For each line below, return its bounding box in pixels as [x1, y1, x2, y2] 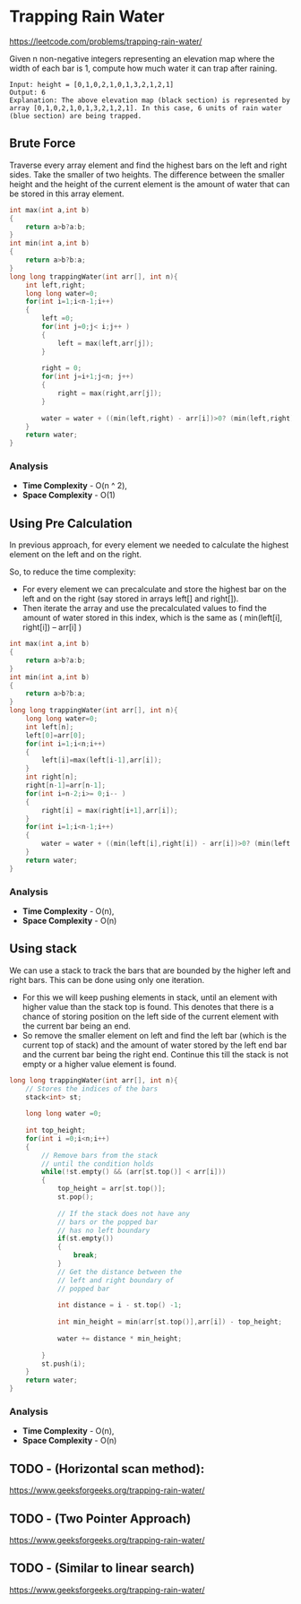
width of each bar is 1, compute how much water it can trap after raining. [9, 63, 278, 73]
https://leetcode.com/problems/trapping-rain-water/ [9, 36, 202, 47]
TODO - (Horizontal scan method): [9, 1461, 205, 1476]
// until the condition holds [41, 1159, 154, 1169]
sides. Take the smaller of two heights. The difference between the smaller [9, 168, 285, 180]
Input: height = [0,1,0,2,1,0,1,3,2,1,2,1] [9, 80, 175, 89]
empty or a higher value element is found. [21, 1058, 177, 1069]
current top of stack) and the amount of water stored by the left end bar [21, 1039, 288, 1050]
